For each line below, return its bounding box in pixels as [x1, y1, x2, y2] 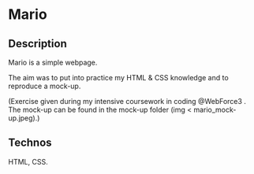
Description [8, 37, 67, 50]
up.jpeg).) [8, 113, 40, 123]
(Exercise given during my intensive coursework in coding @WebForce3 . [8, 97, 247, 106]
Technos [8, 136, 53, 150]
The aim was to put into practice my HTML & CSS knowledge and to [8, 73, 229, 82]
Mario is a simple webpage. [8, 57, 98, 67]
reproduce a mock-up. [8, 81, 81, 91]
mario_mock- [192, 105, 237, 114]
